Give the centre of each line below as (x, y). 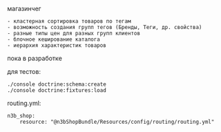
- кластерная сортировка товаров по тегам (69, 21)
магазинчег (24, 9)
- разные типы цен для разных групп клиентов (74, 33)
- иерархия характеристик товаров (57, 46)
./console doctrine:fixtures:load (57, 91)
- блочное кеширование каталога (54, 39)
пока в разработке (35, 58)
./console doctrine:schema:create (57, 84)
